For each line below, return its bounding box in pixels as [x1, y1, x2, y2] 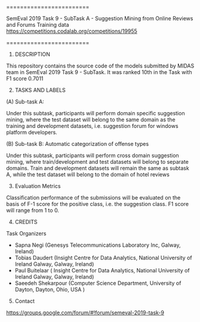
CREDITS [14, 219, 38, 225]
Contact [14, 298, 35, 305]
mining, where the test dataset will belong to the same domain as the [6, 116, 176, 123]
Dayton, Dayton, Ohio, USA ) [14, 286, 85, 293]
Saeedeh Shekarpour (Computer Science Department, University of [14, 280, 181, 287]
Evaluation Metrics [14, 183, 61, 189]
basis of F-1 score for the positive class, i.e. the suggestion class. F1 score [6, 201, 189, 207]
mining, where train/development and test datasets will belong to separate [6, 158, 189, 165]
